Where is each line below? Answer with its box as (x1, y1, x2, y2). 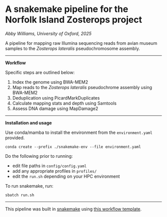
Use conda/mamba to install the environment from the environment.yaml (5, 129, 153, 135)
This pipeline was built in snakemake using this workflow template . (5, 206, 142, 212)
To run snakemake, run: (5, 183, 54, 189)
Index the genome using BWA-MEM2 (12, 79, 88, 85)
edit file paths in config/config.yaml (12, 163, 87, 169)
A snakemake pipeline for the (5, 3, 128, 15)
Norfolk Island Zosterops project (5, 14, 143, 25)
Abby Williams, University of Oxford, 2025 (5, 30, 92, 36)
